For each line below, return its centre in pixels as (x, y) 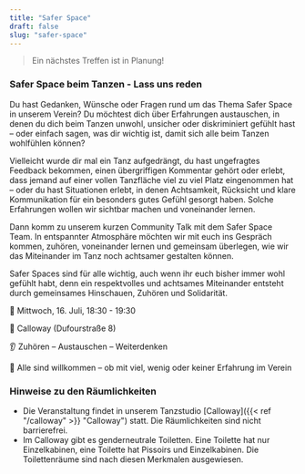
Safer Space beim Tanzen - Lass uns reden (106, 85)
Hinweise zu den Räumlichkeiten (83, 391)
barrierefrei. (45, 430)
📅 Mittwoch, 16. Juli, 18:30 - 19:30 (73, 310)
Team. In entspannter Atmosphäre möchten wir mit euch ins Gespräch (141, 236)
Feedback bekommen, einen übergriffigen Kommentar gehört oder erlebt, (147, 170)
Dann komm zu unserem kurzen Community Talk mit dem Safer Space (141, 227)
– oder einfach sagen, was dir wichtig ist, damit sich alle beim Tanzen (139, 133)
